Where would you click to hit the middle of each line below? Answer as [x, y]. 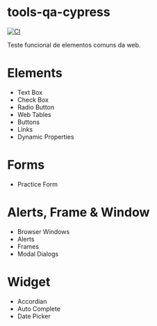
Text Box [30, 92]
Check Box [33, 100]
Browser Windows [43, 231]
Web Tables [34, 114]
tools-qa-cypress [59, 12]
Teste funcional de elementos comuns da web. [74, 45]
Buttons [28, 122]
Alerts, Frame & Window [78, 212]
